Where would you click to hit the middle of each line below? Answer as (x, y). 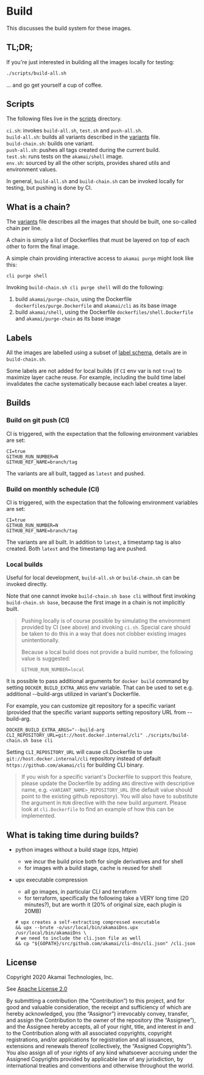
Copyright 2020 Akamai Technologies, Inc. (60, 977)
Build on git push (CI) (38, 421)
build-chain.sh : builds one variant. (50, 143)
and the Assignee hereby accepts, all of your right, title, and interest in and (100, 1026)
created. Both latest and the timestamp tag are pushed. (77, 549)
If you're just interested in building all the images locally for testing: (90, 62)
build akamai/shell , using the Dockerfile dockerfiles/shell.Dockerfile (104, 312)
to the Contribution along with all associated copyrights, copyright (89, 1033)
